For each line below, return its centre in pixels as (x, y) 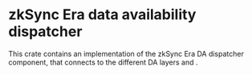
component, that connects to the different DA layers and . (103, 62)
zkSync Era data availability (102, 15)
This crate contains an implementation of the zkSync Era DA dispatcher (126, 53)
